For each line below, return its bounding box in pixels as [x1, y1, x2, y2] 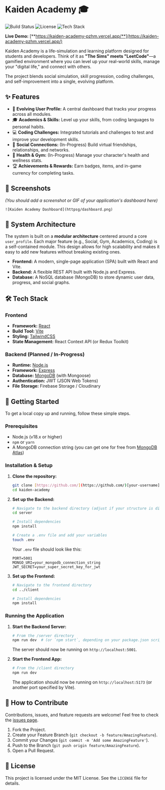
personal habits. [12, 124, 45, 130]
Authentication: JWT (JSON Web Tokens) [12, 378, 98, 384]
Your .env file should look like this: [12, 546, 82, 552]
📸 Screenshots [5, 184, 51, 193]
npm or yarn [12, 439, 35, 445]
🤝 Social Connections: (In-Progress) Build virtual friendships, [12, 142, 137, 147]
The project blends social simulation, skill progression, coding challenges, [5, 73, 155, 79]
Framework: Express [12, 367, 55, 373]
